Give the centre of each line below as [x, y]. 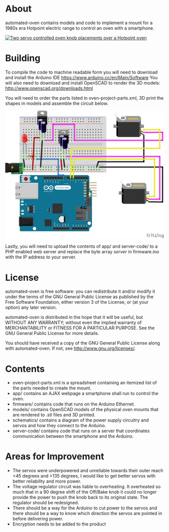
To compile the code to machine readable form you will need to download [81, 72]
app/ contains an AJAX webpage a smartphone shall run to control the [85, 393]
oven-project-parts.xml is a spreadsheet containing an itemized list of [84, 383]
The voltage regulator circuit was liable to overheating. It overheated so [87, 487]
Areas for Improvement [55, 457]
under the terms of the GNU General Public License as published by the [79, 297]
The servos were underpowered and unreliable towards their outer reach [88, 471]
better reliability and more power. [47, 481]
